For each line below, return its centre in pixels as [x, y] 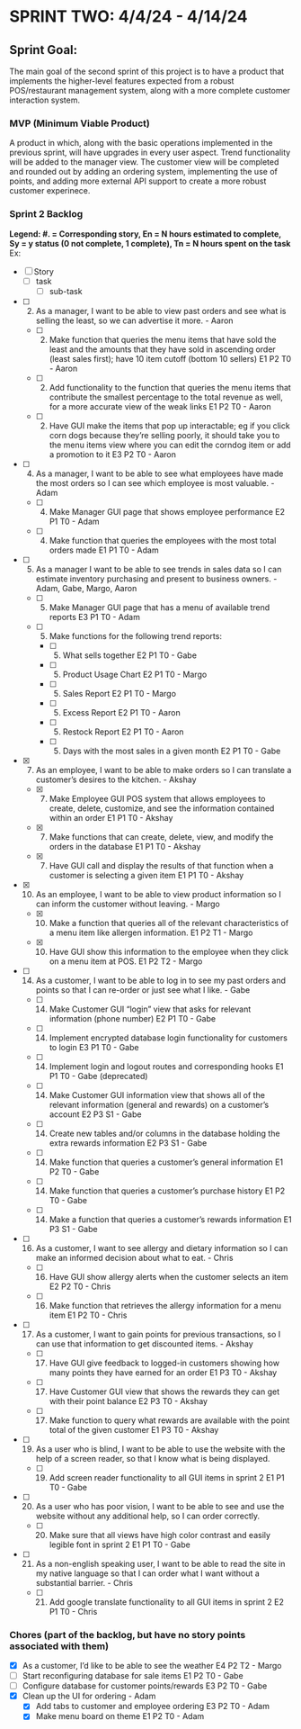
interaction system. [45, 100]
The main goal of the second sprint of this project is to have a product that [147, 71]
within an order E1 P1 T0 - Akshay [111, 817]
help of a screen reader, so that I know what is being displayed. [153, 1458]
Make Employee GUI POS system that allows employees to [157, 798]
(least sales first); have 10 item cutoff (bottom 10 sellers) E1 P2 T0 [170, 358]
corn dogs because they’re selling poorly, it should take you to [164, 435]
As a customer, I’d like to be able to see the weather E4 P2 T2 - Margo [152, 1666]
